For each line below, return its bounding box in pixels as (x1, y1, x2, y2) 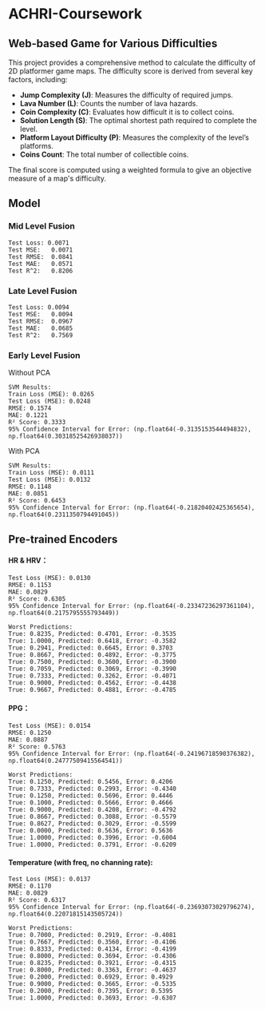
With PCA (8, 447, 40, 456)
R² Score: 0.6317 (8, 896, 66, 904)
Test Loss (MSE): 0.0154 (8, 722, 91, 730)
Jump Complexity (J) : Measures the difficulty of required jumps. (19, 90, 234, 100)
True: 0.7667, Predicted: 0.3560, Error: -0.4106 (8, 938, 177, 947)
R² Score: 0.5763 (8, 743, 66, 751)
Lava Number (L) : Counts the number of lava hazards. (19, 99, 198, 108)
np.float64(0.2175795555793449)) (8, 609, 120, 617)
